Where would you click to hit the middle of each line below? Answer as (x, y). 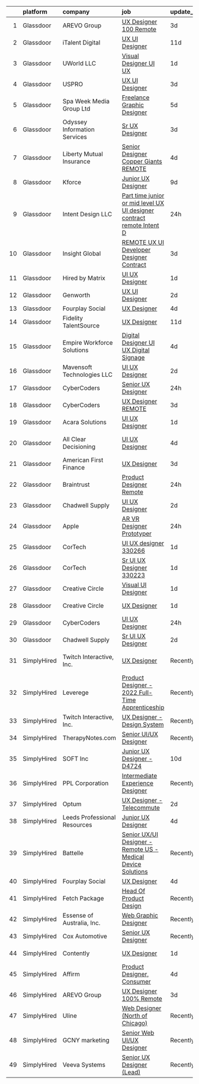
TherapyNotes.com (89, 738)
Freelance (136, 97)
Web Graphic (140, 916)
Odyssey (75, 122)
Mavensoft (77, 367)
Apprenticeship (143, 708)
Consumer (136, 981)
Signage (133, 357)
